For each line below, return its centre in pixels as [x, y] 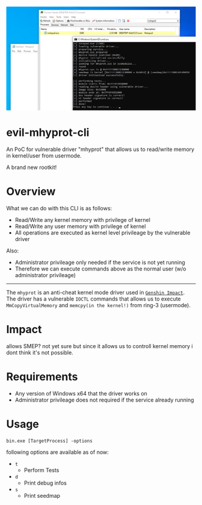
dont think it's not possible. [40, 352]
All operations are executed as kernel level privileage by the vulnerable [103, 233]
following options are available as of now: [58, 452]
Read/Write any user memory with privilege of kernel [80, 226]
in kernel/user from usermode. [44, 156]
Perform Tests [41, 470]
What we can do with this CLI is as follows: [59, 208]
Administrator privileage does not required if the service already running [104, 400]
